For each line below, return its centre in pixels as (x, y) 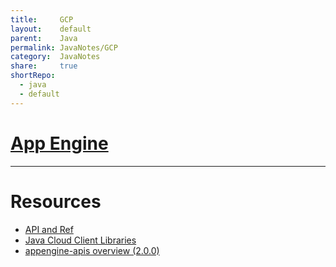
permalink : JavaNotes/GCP (64, 47)
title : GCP (42, 19)
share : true (44, 66)
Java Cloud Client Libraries (80, 240)
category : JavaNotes (55, 57)
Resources (56, 201)
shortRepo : (33, 76)
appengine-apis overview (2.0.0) (92, 250)
